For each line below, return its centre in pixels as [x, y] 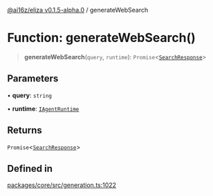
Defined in [30, 168]
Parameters [33, 79]
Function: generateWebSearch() [101, 38]
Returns [25, 130]
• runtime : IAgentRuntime [43, 108]
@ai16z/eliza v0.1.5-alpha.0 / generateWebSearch [78, 10]
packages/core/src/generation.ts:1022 [62, 185]
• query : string [29, 95]
